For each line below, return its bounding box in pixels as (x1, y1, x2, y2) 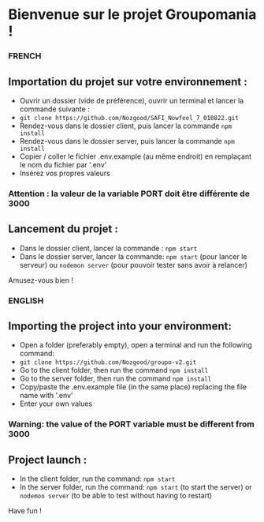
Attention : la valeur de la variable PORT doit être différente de (8, 188, 251, 199)
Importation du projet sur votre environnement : (8, 75, 247, 88)
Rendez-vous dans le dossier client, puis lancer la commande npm (19, 121, 232, 130)
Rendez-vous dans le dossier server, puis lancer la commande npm (19, 136, 235, 145)
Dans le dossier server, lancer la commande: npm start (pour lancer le (19, 251, 247, 261)
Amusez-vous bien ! (8, 275, 73, 285)
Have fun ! (8, 506, 42, 516)
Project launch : (8, 453, 87, 467)
